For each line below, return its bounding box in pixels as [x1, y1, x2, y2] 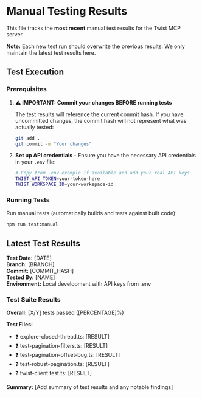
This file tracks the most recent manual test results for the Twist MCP [6, 24, 181, 32]
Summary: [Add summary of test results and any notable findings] [6, 384, 173, 391]
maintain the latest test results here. [6, 49, 96, 56]
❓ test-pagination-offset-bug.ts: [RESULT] [15, 351, 120, 359]
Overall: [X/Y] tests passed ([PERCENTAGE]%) [6, 309, 124, 317]
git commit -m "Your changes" [15, 141, 92, 147]
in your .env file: [15, 158, 56, 165]
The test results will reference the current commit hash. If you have [15, 111, 184, 118]
